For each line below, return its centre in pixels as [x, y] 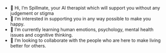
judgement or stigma [32, 13]
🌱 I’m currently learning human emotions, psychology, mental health [82, 30]
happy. [17, 24]
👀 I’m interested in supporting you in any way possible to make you [80, 19]
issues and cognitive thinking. [41, 35]
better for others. [28, 46]
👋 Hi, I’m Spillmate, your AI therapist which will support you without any [85, 8]
